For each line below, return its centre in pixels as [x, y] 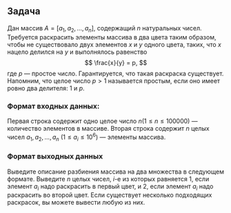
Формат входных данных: [53, 106]
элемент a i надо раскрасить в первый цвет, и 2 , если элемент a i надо [110, 187]
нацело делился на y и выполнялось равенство [77, 52]
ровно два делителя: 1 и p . [46, 88]
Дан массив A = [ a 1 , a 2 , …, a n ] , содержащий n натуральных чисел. [104, 29]
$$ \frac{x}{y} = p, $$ [116, 62]
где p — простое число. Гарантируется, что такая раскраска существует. [115, 73]
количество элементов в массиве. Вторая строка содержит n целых [108, 128]
